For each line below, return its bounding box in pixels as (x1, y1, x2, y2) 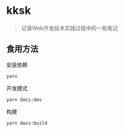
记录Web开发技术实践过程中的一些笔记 (21, 24, 119, 31)
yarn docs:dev (6, 96, 43, 103)
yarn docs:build (6, 120, 47, 126)
